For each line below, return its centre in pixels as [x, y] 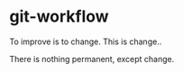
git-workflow [59, 17]
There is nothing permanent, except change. [92, 59]
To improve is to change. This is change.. [86, 41]
